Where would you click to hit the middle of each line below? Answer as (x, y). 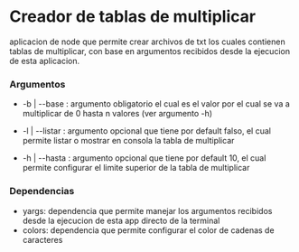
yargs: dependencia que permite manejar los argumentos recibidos (147, 210)
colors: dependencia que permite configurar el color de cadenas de (148, 230)
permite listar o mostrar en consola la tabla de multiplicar (128, 141)
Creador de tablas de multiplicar (132, 17)
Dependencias (42, 191)
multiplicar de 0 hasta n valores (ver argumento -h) (117, 114)
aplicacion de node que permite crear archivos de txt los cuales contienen (148, 42)
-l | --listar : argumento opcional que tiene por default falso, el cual (146, 131)
